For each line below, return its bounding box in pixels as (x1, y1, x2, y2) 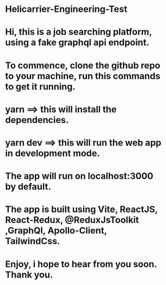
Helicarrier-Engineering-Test (5, 3, 128, 15)
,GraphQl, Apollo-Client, (5, 225, 107, 236)
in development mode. (5, 147, 100, 159)
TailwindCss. (5, 236, 60, 247)
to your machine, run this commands (5, 70, 161, 82)
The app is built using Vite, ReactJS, (5, 204, 158, 215)
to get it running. (5, 81, 76, 92)
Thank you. (5, 269, 53, 280)
